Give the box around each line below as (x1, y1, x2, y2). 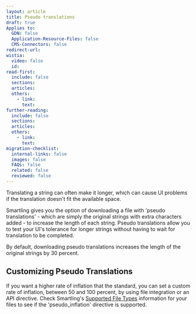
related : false (11, 167, 49, 174)
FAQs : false (11, 162, 41, 168)
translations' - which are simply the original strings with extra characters (6, 213, 182, 220)
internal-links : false (11, 151, 67, 157)
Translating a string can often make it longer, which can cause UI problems (6, 189, 188, 196)
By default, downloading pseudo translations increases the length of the (6, 243, 181, 250)
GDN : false (11, 31, 38, 37)
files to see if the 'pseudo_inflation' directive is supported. (6, 301, 147, 308)
